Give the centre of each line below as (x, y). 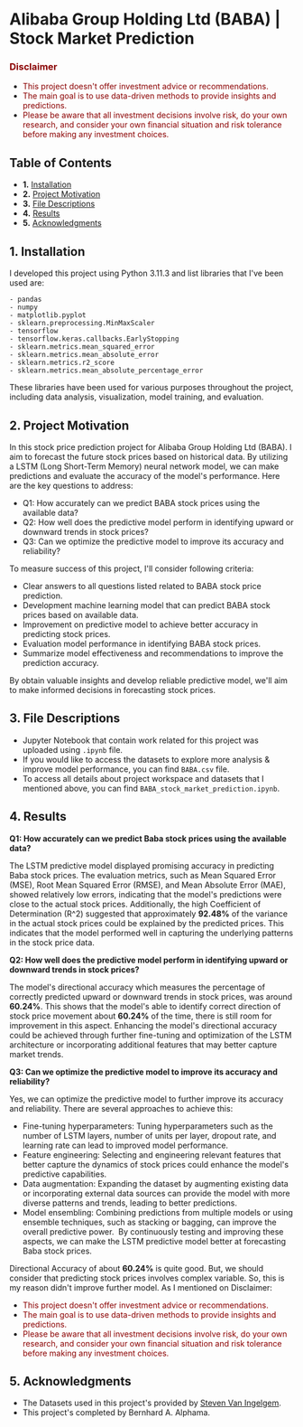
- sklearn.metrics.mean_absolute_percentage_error (106, 371)
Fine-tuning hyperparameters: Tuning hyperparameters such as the (147, 1126)
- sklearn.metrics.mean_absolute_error (84, 355)
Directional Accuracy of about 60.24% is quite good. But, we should (137, 1268)
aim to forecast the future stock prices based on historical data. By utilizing (149, 456)
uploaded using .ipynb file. (73, 749)
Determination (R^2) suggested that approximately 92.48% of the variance (149, 914)
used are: (27, 283)
